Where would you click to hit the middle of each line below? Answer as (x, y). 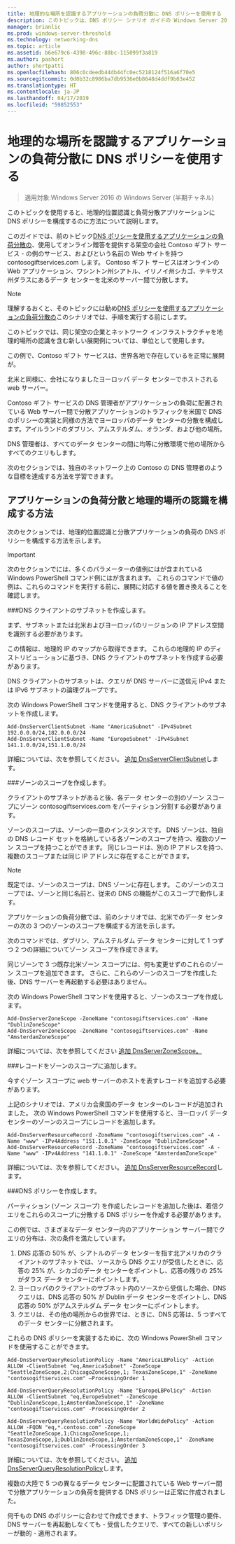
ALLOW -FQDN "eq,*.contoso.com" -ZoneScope (72, 1427)
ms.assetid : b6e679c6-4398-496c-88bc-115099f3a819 (83, 53)
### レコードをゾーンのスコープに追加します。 (74, 1066)
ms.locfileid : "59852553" (45, 105)
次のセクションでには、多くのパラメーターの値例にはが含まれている (105, 569)
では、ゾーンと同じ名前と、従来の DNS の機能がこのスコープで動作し (119, 893)
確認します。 (26, 595)
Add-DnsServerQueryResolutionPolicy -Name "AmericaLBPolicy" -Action (111, 1360)
